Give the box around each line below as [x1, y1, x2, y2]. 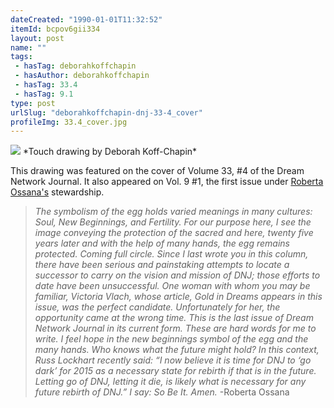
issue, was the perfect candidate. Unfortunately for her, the [34, 301, 281, 313]
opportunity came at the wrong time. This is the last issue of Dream [34, 312, 314, 324]
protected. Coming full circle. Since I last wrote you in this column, [34, 248, 309, 260]
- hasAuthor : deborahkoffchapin [14, 71, 150, 81]
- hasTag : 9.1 [14, 89, 74, 99]
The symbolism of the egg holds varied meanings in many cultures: [34, 206, 313, 218]
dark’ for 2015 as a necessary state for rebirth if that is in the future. [34, 365, 317, 377]
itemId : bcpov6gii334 [10, 24, 101, 34]
